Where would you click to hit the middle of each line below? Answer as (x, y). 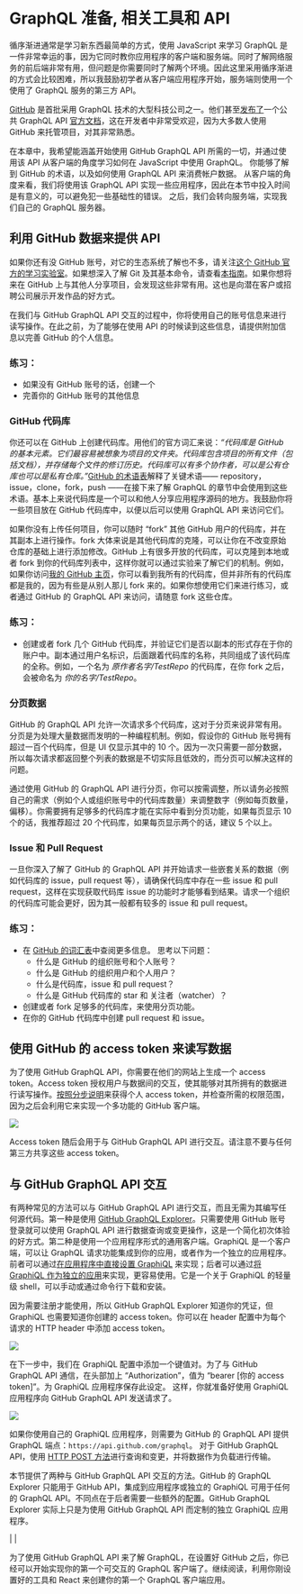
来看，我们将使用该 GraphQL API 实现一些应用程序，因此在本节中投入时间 (153, 185)
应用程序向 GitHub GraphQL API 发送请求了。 (93, 1398)
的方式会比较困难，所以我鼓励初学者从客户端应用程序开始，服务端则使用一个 (151, 78)
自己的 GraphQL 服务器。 (63, 207)
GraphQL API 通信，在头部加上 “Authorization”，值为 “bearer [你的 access (147, 1376)
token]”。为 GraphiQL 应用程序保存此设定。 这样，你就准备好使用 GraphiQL (149, 1387)
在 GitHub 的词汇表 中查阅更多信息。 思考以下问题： (117, 950)
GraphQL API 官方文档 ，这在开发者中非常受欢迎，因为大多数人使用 (143, 120)
